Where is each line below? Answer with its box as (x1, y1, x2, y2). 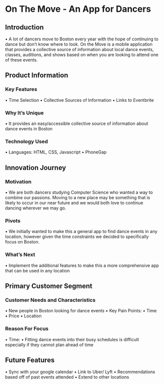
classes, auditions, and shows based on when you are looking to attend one (5, 52, 159, 58)
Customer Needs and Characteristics (5, 296, 96, 303)
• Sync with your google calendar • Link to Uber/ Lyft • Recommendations (5, 369, 156, 375)
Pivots (5, 217, 21, 224)
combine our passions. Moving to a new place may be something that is (5, 194, 151, 200)
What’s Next (5, 251, 35, 258)
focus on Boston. (5, 239, 40, 245)
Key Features (5, 86, 38, 93)
